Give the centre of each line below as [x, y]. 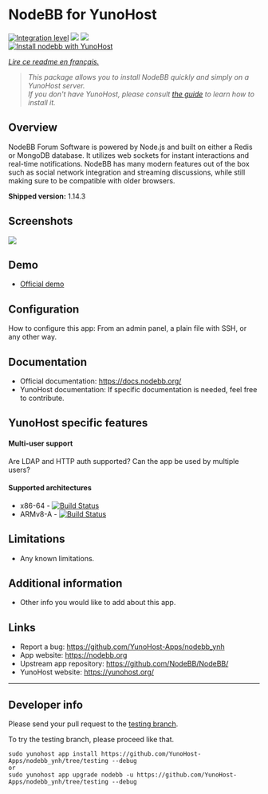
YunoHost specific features [78, 423]
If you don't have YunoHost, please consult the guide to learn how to [141, 94]
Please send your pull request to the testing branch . [93, 724]
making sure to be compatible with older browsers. [92, 180]
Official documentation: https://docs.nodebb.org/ [100, 381]
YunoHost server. [56, 85]
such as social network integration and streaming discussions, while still [127, 172]
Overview [33, 128]
